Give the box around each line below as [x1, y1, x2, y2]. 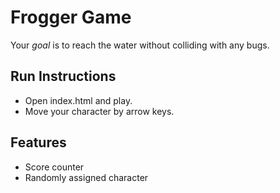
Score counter [24, 161, 85, 173]
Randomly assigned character [24, 171, 149, 183]
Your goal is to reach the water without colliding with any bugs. [10, 39, 270, 51]
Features [10, 134, 67, 151]
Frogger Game [10, 6, 132, 29]
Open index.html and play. [24, 94, 133, 106]
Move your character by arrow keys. [24, 105, 175, 117]
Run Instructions [10, 68, 117, 85]
